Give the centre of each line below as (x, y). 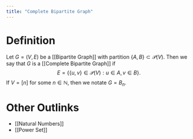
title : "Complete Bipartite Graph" (50, 11)
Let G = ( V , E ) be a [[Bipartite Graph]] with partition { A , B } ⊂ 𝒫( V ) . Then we (97, 57)
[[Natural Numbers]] (39, 124)
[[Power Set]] (31, 130)
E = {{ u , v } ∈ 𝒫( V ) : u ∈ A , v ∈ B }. (99, 72)
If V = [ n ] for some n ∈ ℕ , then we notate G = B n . (66, 83)
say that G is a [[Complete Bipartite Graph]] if (61, 63)
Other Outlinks (43, 108)
